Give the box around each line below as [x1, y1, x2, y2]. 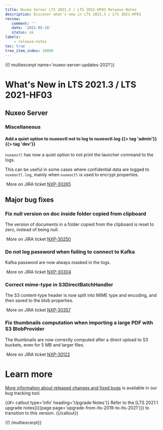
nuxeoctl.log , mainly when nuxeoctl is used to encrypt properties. [5, 172, 139, 178]
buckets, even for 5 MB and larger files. [5, 342, 85, 348]
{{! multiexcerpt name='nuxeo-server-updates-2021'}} [5, 62, 115, 68]
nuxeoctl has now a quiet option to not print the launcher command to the [5, 152, 154, 158]
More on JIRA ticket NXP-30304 [6, 269, 71, 275]
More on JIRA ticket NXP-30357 [6, 307, 71, 313]
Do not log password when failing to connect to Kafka [5, 248, 135, 255]
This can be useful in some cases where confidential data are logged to [5, 166, 149, 172]
